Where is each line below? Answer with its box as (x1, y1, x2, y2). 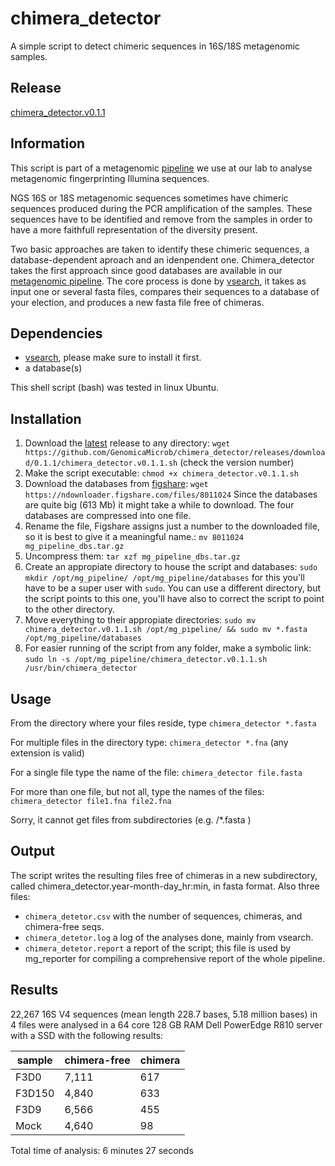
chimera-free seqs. (24, 920, 105, 932)
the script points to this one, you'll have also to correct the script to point (24, 593, 325, 605)
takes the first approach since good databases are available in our (10, 264, 283, 276)
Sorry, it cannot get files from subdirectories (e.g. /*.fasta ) (10, 814, 252, 826)
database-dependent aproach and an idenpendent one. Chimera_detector (10, 253, 315, 266)
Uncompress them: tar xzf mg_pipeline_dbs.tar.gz (24, 550, 241, 562)
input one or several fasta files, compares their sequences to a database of (10, 285, 320, 297)
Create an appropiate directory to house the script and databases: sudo (24, 561, 318, 573)
